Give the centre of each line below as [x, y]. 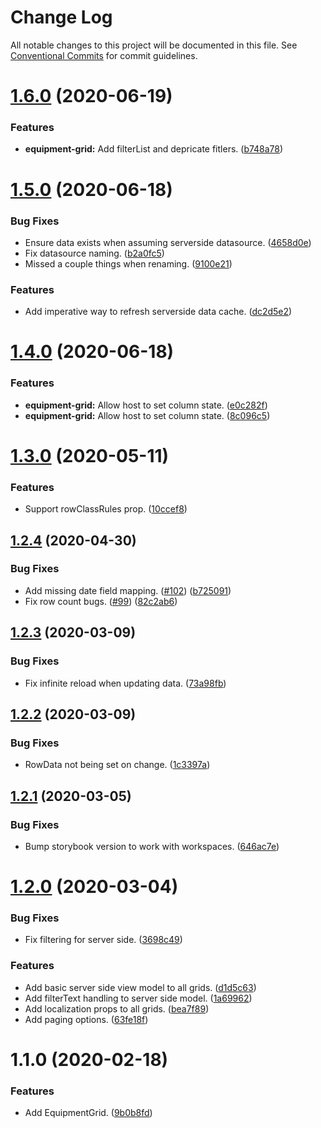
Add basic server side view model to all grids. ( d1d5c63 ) [140, 987]
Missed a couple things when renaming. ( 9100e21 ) [128, 263]
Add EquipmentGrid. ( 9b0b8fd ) [88, 1113]
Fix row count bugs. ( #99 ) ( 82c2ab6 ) [101, 601]
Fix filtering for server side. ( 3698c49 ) [103, 940]
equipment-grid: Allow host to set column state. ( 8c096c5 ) [147, 415]
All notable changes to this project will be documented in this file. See [154, 45]
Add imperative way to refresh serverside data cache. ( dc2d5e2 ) [158, 312]
